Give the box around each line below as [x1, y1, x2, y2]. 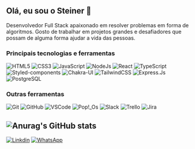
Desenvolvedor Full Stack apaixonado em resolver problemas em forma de [6, 21, 189, 28]
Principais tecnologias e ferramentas [6, 49, 115, 57]
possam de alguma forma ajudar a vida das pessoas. [6, 34, 136, 42]
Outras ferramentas [6, 90, 64, 99]
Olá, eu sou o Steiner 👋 [6, 6, 92, 16]
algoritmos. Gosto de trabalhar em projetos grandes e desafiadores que [6, 28, 182, 35]
